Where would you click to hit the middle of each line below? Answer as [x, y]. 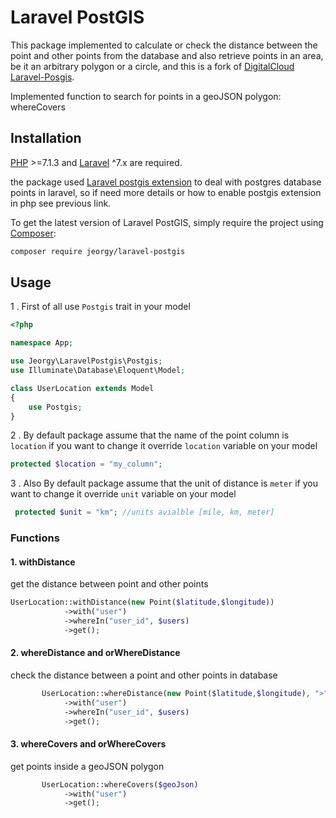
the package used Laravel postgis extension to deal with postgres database [166, 182]
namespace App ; [42, 343]
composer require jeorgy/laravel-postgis [98, 251]
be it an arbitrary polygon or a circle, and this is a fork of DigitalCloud [152, 66]
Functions [35, 538]
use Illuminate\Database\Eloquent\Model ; [98, 371]
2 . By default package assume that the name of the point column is [150, 435]
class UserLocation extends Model [82, 388]
